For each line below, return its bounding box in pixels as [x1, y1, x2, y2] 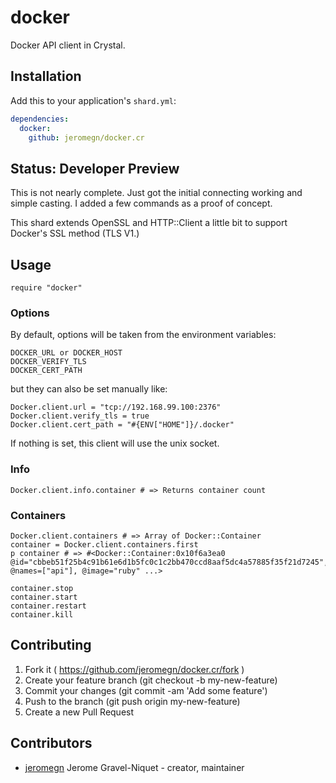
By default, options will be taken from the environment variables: [10, 329, 277, 341]
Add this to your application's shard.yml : [10, 94, 177, 106]
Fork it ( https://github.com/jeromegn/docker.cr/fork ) [24, 663, 245, 675]
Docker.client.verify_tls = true [10, 411, 150, 421]
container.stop [10, 583, 74, 593]
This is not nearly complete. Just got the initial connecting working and [10, 187, 303, 199]
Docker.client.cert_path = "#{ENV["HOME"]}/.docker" [10, 420, 235, 430]
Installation [10, 68, 82, 85]
